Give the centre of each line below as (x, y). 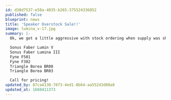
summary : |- (18, 34)
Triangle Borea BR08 (32, 66)
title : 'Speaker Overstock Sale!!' (43, 24)
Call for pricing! (30, 80)
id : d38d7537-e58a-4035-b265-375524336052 (51, 10)
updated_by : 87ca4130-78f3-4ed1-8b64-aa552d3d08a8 (60, 85)
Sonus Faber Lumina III (35, 52)
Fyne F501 (20, 57)
